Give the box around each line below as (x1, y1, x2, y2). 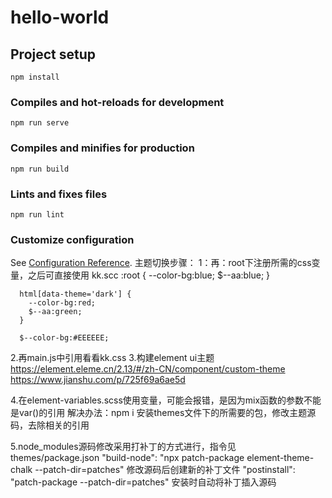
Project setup (10, 46, 97, 63)
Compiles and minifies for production (10, 141, 195, 155)
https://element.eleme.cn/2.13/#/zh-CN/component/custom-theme (10, 363, 286, 375)
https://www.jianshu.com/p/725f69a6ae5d (10, 374, 186, 386)
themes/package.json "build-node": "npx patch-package (10, 452, 245, 464)
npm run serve (10, 118, 70, 128)
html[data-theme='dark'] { (19, 289, 132, 300)
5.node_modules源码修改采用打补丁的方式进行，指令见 (10, 441, 237, 453)
